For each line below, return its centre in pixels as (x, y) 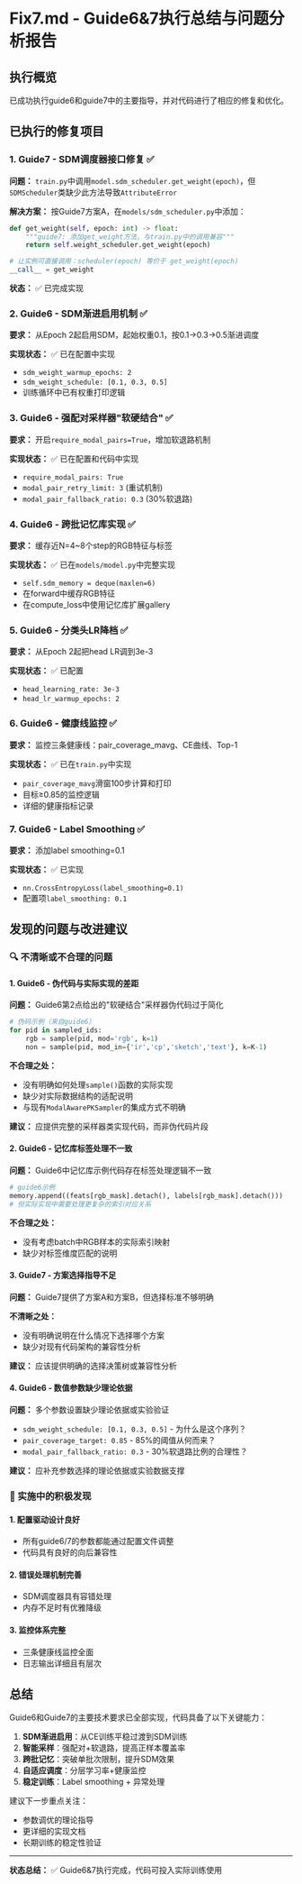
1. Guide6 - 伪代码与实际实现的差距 (74, 983)
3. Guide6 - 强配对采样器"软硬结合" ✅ (91, 418)
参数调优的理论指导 (58, 1820)
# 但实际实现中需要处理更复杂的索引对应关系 (80, 1204)
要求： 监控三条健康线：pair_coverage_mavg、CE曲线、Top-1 (124, 745)
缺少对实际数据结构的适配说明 (77, 1095)
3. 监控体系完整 (38, 1630)
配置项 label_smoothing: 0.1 (75, 898)
